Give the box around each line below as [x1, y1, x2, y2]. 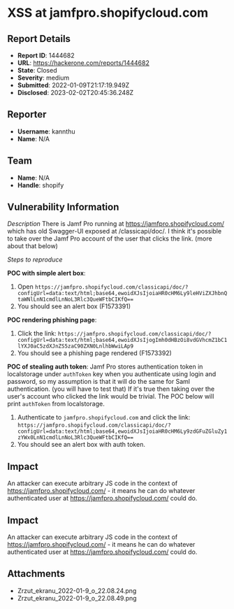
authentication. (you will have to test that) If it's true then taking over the [7, 385, 215, 393]
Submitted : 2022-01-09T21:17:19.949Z [17, 81, 130, 89]
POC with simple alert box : [7, 269, 86, 278]
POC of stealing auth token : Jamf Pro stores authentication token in [7, 362, 203, 371]
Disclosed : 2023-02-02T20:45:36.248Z [17, 89, 134, 96]
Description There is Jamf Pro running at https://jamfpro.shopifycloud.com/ [7, 220, 225, 228]
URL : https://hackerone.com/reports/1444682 [17, 59, 150, 67]
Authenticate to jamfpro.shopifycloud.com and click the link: [17, 413, 191, 422]
